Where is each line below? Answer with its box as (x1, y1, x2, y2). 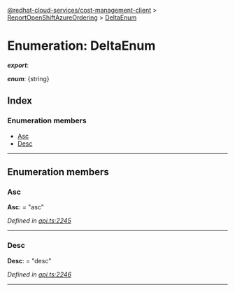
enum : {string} (7, 74, 50, 83)
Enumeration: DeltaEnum (7, 38, 156, 54)
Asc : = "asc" (7, 203, 44, 211)
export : (7, 61, 29, 69)
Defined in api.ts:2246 (7, 270, 72, 279)
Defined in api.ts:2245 (7, 216, 71, 225)
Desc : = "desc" (7, 256, 52, 265)
